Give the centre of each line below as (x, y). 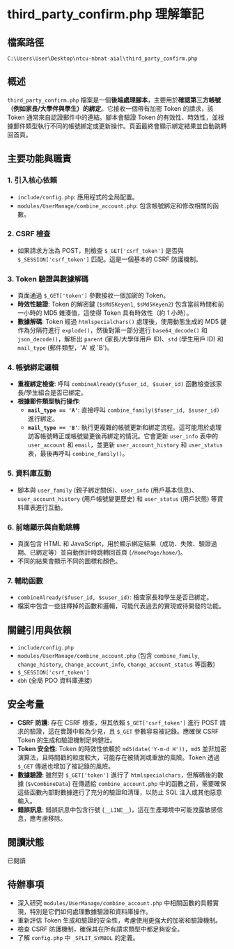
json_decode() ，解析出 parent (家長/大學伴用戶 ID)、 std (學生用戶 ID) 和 (120, 339)
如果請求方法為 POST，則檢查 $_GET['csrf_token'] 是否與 (101, 250)
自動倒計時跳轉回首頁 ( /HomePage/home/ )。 (126, 552)
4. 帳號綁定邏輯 (33, 368)
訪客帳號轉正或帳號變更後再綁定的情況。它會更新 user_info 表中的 (123, 436)
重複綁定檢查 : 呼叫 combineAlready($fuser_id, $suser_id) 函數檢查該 (117, 384)
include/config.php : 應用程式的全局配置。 (78, 196)
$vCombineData (48, 784)
